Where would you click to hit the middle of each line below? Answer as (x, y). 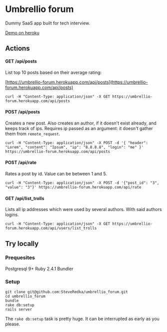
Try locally (22, 243)
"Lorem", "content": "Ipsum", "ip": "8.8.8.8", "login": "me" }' (74, 147)
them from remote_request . (33, 133)
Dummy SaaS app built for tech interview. (48, 23)
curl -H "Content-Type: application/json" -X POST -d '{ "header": (77, 143)
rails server (19, 309)
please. (13, 324)
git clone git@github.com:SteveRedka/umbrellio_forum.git (67, 292)
